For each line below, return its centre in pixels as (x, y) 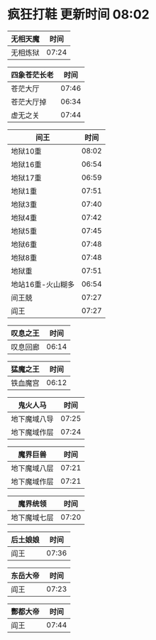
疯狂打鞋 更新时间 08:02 (79, 15)
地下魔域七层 (33, 517)
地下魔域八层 (33, 468)
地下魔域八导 (33, 418)
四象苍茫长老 (33, 75)
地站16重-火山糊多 (43, 284)
